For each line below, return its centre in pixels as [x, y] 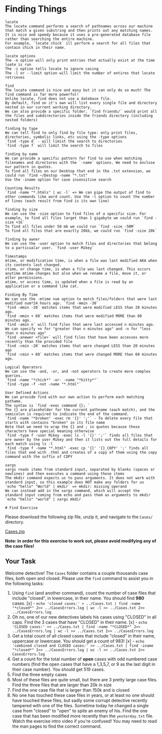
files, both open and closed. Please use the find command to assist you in [79, 578]
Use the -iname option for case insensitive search [58, 179]
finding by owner [23, 239]
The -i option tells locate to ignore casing [52, 69]
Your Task [21, 561]
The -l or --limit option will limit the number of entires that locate [80, 73]
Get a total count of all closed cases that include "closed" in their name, [84, 636]
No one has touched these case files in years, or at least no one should [83, 695]
